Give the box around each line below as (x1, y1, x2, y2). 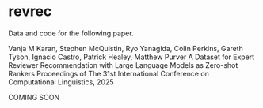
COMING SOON (8, 92, 60, 102)
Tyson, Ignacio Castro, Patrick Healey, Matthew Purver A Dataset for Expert (8, 52, 255, 61)
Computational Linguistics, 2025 (8, 77, 114, 87)
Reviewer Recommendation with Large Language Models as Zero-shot (8, 60, 238, 69)
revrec (8, 2, 52, 20)
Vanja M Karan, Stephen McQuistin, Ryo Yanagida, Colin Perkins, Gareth (8, 43, 243, 53)
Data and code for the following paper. (8, 28, 134, 38)
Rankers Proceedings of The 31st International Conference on (8, 69, 210, 78)
